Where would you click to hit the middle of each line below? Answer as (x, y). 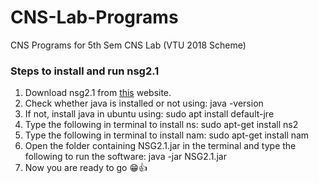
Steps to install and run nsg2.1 (85, 71)
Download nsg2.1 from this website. (98, 93)
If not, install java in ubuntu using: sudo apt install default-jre (149, 114)
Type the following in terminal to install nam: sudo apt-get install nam (167, 135)
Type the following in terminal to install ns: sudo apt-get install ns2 (161, 125)
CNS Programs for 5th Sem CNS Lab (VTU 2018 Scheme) (128, 45)
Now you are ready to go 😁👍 (86, 168)
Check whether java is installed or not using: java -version (144, 103)
